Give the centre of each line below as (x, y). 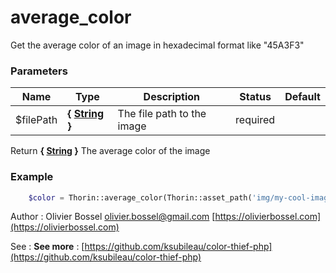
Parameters (39, 71)
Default (302, 97)
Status (255, 97)
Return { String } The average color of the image (110, 151)
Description (172, 97)
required (255, 120)
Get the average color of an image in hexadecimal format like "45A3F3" (157, 45)
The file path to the (162, 114)
